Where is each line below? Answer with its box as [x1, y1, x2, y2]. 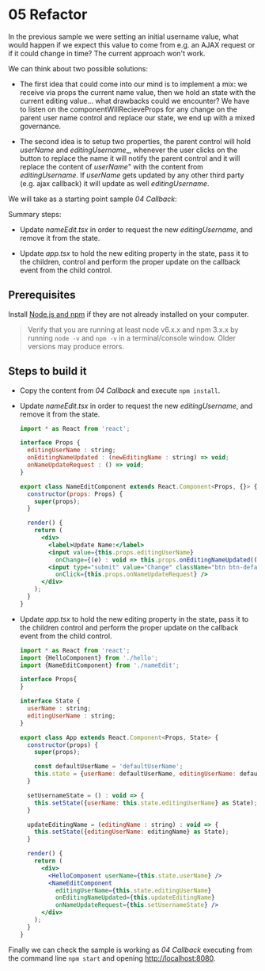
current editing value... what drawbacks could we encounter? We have [19, 96, 250, 105]
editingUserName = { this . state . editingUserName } [55, 886, 212, 894]
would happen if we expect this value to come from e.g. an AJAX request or [8, 40, 256, 49]
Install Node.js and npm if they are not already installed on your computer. [8, 309, 249, 318]
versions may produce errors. [27, 341, 125, 351]
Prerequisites [8, 288, 76, 302]
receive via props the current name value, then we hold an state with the [19, 87, 256, 97]
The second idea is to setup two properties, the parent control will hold [19, 136, 252, 146]
